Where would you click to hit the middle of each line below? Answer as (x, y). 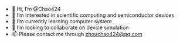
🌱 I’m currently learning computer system (62, 21)
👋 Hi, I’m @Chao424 (36, 9)
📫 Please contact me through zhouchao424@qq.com (77, 34)
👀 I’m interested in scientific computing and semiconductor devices (93, 15)
